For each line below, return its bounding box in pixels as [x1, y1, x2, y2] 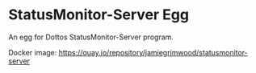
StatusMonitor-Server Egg [8, 6, 190, 24]
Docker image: [8, 47, 57, 57]
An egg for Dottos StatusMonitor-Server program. [8, 32, 174, 42]
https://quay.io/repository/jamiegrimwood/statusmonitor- [58, 47, 248, 57]
